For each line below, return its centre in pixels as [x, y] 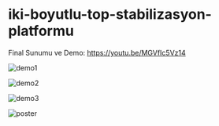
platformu [41, 31]
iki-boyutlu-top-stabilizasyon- [110, 14]
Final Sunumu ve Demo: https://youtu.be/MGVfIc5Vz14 [97, 52]
